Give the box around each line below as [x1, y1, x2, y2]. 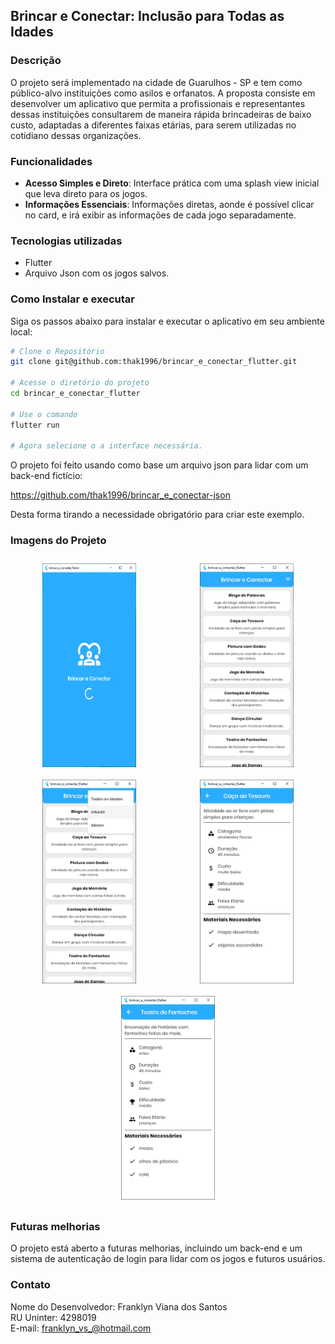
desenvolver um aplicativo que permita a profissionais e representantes [10, 97, 306, 109]
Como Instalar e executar [10, 292, 135, 306]
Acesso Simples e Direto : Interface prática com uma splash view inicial [24, 177, 320, 189]
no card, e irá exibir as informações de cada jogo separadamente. [24, 209, 297, 221]
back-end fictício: [10, 470, 83, 482]
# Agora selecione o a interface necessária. [10, 441, 203, 451]
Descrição [10, 54, 62, 68]
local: [10, 325, 33, 338]
